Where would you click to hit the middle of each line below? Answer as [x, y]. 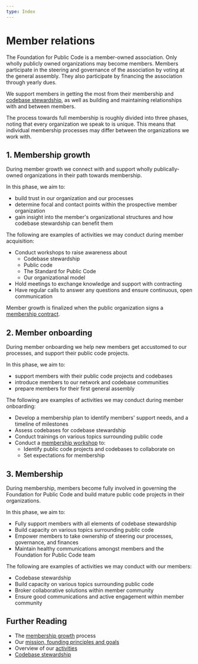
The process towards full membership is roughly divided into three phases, [97, 117]
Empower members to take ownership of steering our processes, [94, 536]
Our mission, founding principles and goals [67, 642]
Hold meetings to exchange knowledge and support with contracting [98, 284]
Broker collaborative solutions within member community [84, 590]
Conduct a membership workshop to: [60, 443]
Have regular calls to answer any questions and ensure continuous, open [103, 290]
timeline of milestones [42, 424]
